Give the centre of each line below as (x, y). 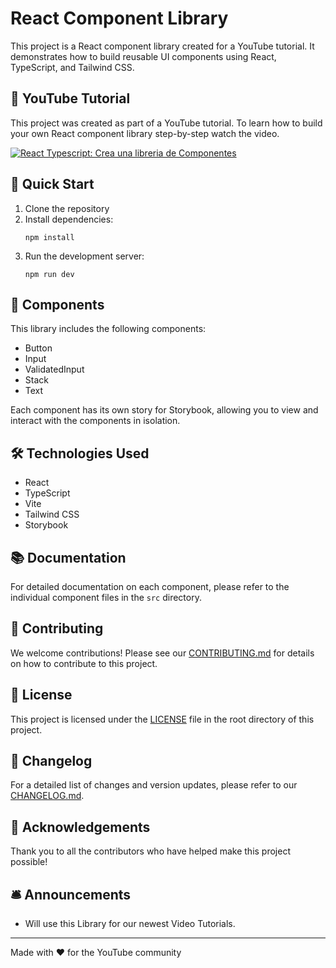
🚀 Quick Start (52, 184)
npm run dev (49, 274)
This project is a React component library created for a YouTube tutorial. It (162, 46)
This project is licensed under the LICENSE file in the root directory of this (162, 719)
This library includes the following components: (108, 329)
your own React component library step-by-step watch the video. (145, 133)
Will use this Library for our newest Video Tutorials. (130, 924)
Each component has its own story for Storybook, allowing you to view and (164, 410)
